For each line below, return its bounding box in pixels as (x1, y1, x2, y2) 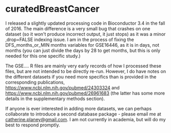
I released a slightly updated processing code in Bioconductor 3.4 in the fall (5, 20, 165, 26)
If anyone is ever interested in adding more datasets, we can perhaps (5, 105, 152, 111)
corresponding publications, (5, 79, 65, 85)
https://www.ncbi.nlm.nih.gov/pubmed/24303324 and (5, 84, 120, 90)
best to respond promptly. (5, 122, 60, 128)
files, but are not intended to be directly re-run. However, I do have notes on (5, 68, 166, 74)
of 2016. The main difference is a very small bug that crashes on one (5, 25, 150, 31)
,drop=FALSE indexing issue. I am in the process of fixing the (5, 36, 135, 43)
